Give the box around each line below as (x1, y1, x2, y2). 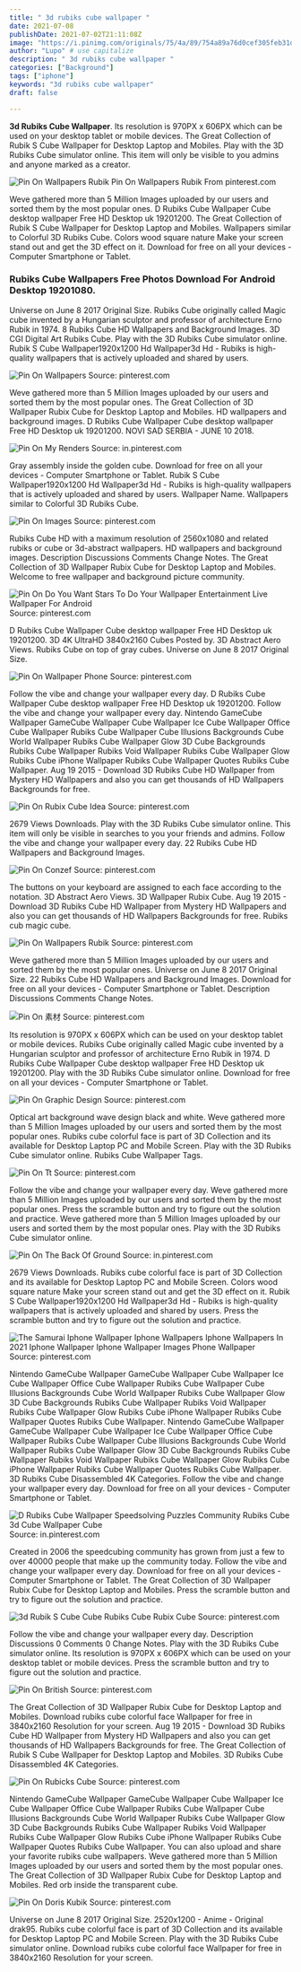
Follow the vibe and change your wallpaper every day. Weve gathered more (9, 1184, 288, 1195)
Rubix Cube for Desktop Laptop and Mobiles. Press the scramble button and (9, 1584, 291, 1595)
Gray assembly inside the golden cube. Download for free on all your (9, 459, 263, 471)
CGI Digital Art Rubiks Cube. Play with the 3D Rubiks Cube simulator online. (9, 333, 288, 344)
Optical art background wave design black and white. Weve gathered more (9, 1112, 286, 1122)
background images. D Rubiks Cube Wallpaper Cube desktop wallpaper (9, 415, 274, 426)
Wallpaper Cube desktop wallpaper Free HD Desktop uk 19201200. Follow (9, 697, 282, 709)
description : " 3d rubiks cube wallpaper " (9, 55, 175, 64)
